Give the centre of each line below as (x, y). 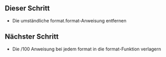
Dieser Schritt (27, 8)
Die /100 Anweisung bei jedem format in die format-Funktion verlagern (87, 49)
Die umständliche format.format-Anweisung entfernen (69, 20)
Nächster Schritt (32, 37)
